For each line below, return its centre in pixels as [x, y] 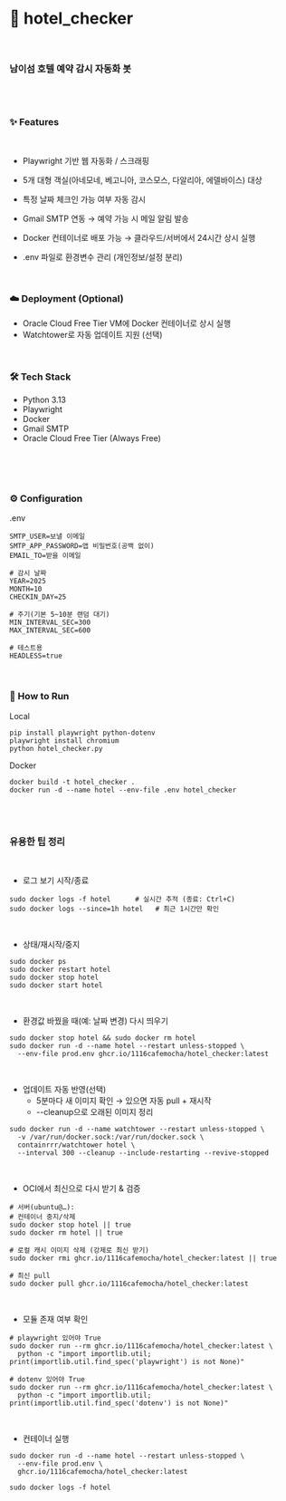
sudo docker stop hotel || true [70, 1225]
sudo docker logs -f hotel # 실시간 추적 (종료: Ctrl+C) [122, 900]
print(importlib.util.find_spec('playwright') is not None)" [127, 1362]
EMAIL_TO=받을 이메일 [45, 556]
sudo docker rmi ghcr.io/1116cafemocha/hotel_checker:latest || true [143, 1258]
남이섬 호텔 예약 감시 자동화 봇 [71, 69]
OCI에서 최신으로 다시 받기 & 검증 [81, 1188]
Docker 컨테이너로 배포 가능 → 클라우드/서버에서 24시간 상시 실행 [139, 237]
